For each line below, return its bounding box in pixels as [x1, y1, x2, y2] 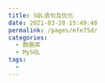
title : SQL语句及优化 [8, 11, 74, 20]
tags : [8, 56, 26, 64]
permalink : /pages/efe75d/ [8, 26, 98, 34]
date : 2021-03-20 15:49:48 [8, 19, 98, 27]
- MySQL [15, 48, 41, 56]
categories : [8, 33, 48, 42]
